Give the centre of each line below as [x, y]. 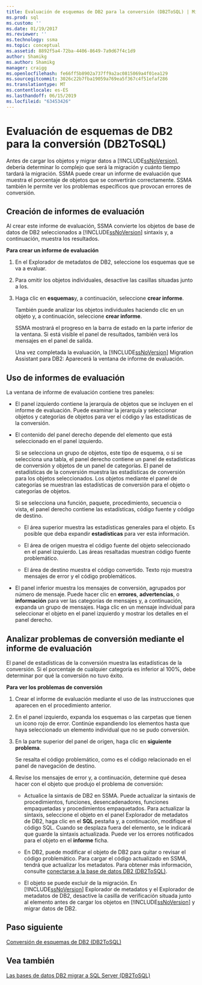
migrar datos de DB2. [50, 909]
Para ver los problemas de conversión [54, 687]
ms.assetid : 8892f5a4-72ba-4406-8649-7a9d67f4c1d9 [71, 51]
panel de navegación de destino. [55, 766]
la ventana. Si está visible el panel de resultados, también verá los [96, 334]
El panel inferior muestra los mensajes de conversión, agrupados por [100, 588]
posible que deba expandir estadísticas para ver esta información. [107, 534]
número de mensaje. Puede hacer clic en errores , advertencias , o [97, 594]
